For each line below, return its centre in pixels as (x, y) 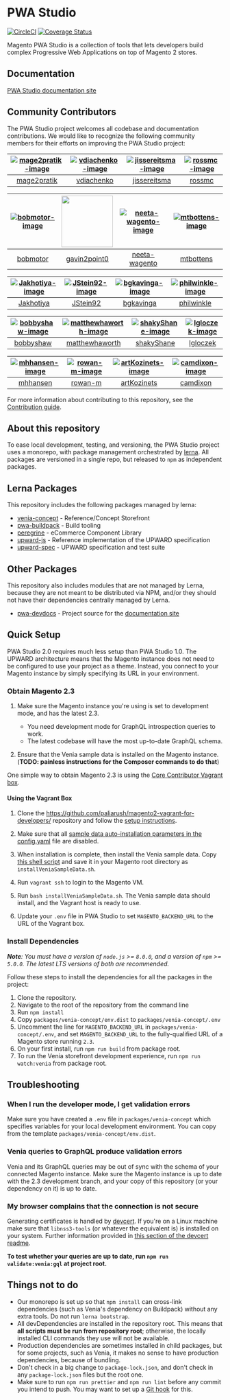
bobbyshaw (33, 342)
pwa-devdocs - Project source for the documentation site (98, 613)
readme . (19, 1243)
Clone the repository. (47, 997)
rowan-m (86, 382)
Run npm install (40, 1012)
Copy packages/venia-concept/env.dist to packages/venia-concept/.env (119, 1019)
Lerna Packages (42, 488)
